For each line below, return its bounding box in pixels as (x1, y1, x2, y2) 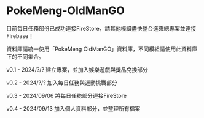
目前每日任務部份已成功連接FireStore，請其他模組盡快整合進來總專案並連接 (6, 24, 197, 32)
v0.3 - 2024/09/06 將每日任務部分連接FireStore (6, 92, 127, 99)
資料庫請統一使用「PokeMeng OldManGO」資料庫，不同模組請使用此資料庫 (6, 45, 198, 53)
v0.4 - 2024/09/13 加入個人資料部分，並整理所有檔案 (6, 105, 141, 112)
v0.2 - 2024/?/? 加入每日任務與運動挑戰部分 (6, 79, 118, 86)
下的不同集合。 (6, 53, 44, 60)
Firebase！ (6, 32, 34, 40)
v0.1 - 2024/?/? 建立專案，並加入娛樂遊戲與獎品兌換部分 (6, 65, 149, 73)
